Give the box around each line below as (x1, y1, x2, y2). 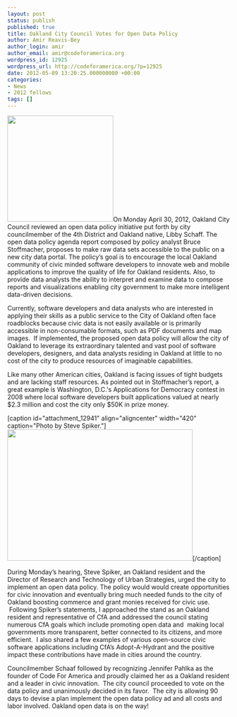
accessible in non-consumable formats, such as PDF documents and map (7, 327, 222, 334)
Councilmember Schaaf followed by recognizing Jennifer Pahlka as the (7, 664, 214, 672)
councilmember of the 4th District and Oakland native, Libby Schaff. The (7, 231, 217, 238)
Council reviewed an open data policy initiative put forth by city (7, 223, 191, 231)
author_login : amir (7, 43, 65, 50)
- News (7, 83, 27, 90)
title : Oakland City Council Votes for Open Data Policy (7, 30, 178, 37)
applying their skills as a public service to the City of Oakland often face (7, 312, 217, 320)
